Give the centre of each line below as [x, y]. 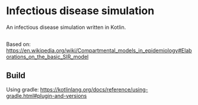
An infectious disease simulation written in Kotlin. [66, 27]
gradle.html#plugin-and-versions [47, 96]
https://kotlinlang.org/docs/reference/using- [94, 90]
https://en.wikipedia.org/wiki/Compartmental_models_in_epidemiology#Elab [99, 51]
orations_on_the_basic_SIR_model [47, 57]
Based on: [18, 44]
